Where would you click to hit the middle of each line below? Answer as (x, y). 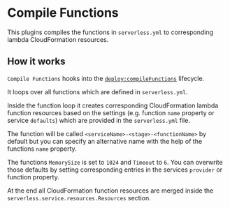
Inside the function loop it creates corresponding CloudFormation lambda (113, 105)
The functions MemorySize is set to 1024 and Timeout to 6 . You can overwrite (115, 162)
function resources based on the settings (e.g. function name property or (111, 112)
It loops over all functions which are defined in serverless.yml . (98, 91)
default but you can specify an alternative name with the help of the (105, 141)
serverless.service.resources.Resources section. (79, 198)
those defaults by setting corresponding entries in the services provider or (115, 170)
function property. (33, 177)
